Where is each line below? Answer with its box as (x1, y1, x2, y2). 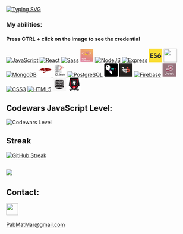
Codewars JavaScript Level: (6, 103, 113, 113)
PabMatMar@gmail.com (6, 221, 65, 228)
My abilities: (6, 20, 43, 29)
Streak (6, 136, 31, 146)
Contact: (6, 187, 40, 197)
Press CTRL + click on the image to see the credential (6, 35, 141, 42)
